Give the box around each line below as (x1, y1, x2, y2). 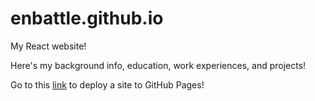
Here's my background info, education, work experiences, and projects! (10, 59, 307, 71)
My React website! (10, 40, 87, 52)
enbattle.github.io (10, 7, 164, 30)
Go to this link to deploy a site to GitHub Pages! (10, 78, 205, 91)
